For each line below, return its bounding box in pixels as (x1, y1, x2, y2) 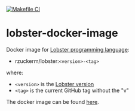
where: (6, 69, 24, 76)
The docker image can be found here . (6, 98, 100, 105)
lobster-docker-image (6, 27, 118, 40)
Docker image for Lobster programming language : (6, 46, 130, 53)
